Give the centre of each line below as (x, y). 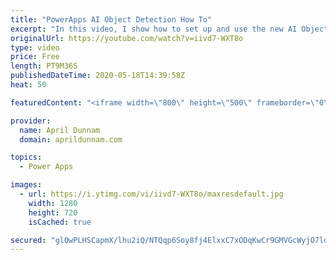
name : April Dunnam (60, 130)
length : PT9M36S (44, 66)
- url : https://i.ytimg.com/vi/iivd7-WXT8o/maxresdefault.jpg (151, 194)
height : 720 (53, 212)
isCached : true (60, 222)
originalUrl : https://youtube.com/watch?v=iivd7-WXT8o (127, 38)
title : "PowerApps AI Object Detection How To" (111, 19)
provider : (31, 121)
